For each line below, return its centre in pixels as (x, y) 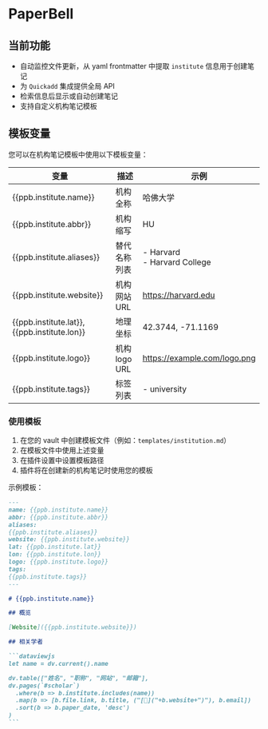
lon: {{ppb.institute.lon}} (55, 555)
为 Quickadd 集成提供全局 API (67, 86)
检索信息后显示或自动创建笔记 (69, 96)
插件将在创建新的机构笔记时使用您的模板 (86, 470)
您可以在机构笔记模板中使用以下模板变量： (78, 154)
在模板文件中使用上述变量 (62, 450)
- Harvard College (177, 262)
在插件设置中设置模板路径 (62, 460)
